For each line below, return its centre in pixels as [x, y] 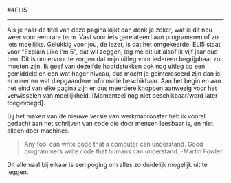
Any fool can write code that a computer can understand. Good [113, 144]
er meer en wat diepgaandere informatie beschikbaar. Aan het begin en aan [114, 81]
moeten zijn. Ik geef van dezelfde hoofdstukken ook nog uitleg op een [106, 66]
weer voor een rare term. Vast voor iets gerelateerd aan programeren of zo [113, 37]
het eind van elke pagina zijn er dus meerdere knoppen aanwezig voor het [112, 88]
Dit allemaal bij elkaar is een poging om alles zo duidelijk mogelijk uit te [107, 165]
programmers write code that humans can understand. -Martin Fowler [123, 151]
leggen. [18, 172]
